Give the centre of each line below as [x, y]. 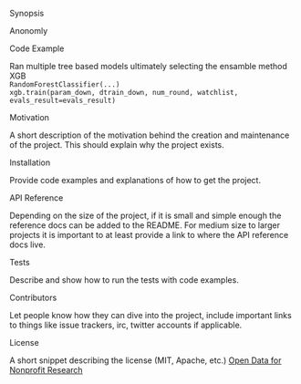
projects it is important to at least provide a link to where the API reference [149, 235]
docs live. [27, 244]
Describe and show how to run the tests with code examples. [124, 280]
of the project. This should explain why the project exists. [117, 145]
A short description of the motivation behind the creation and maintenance [150, 135]
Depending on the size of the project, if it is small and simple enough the [145, 215]
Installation [30, 162]
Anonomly [29, 31]
